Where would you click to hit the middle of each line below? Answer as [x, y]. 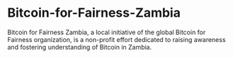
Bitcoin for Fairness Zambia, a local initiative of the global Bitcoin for [107, 32]
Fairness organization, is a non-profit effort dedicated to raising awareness [116, 39]
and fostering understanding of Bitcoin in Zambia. [80, 47]
